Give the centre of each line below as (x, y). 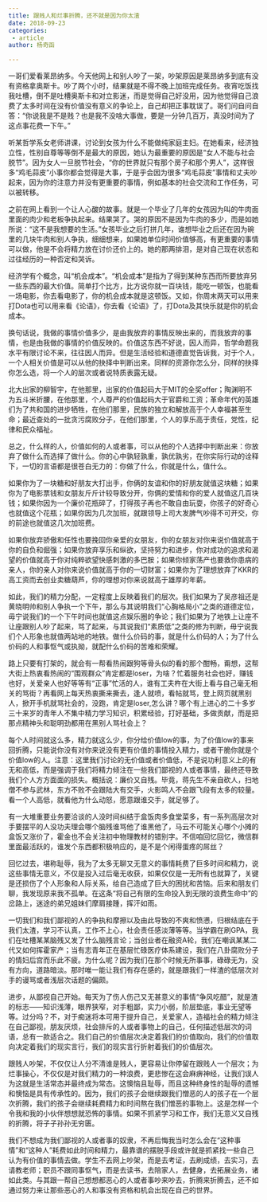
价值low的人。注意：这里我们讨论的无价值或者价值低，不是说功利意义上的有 (132, 760)
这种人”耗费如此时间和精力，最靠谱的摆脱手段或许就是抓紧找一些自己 (141, 1150)
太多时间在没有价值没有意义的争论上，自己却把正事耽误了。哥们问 (130, 106)
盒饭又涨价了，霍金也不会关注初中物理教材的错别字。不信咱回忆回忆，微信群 (133, 836)
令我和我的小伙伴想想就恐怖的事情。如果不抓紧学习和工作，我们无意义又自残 (133, 1114)
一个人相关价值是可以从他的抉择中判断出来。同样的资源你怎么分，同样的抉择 (133, 362)
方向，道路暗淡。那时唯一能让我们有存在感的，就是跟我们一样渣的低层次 (133, 970)
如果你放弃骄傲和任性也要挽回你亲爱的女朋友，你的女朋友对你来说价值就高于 (133, 540)
